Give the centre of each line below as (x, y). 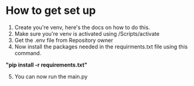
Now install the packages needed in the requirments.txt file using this (101, 47)
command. (28, 53)
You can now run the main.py (51, 76)
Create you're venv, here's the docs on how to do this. (82, 27)
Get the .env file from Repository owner (64, 40)
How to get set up (51, 11)
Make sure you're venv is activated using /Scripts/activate (87, 33)
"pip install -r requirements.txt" (47, 65)
